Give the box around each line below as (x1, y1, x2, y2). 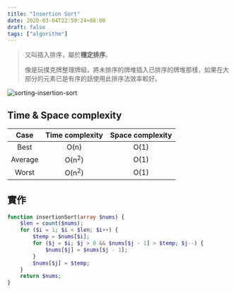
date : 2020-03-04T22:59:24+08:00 (7, 17, 106, 24)
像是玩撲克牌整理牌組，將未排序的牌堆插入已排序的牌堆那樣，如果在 (24, 65, 223, 74)
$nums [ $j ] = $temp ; (33, 260, 90, 267)
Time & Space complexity (7, 109, 122, 121)
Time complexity (45, 131, 104, 140)
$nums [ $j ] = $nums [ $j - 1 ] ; (45, 246, 129, 253)
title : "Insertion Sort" (7, 10, 81, 18)
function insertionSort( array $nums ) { (7, 214, 125, 221)
